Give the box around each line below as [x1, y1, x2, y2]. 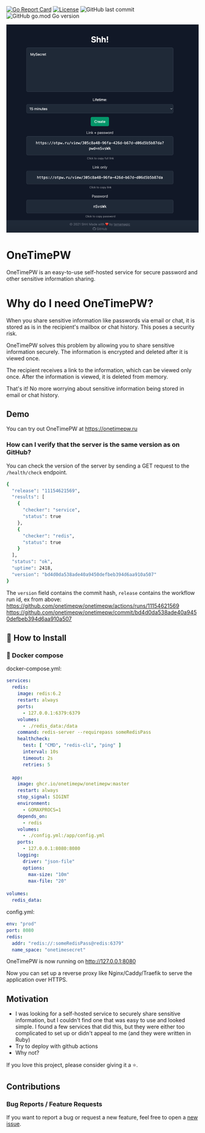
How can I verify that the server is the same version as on [6, 441, 180, 449]
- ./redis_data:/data [22, 723, 78, 729]
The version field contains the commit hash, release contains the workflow [6, 589, 195, 596]
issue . [6, 1120, 21, 1127]
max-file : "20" [28, 878, 67, 884]
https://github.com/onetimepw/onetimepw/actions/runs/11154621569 [6, 602, 180, 609]
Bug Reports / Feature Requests [6, 1099, 103, 1108]
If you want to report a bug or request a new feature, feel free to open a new [6, 1113, 198, 1121]
